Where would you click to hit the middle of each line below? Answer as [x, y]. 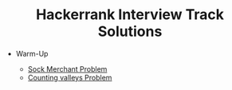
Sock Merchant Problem [67, 68]
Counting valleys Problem [70, 77]
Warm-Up [32, 53]
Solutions [130, 31]
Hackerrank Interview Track [130, 15]
